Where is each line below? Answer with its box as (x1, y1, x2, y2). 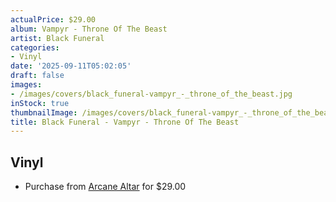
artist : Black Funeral (10, 33, 105, 43)
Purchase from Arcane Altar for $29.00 (24, 181, 187, 193)
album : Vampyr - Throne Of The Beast (10, 24, 168, 34)
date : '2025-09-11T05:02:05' (10, 61, 132, 71)
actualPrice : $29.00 (10, 14, 97, 25)
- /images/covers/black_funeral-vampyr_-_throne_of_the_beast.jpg (10, 89, 293, 99)
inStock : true (10, 98, 70, 108)
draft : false (10, 71, 65, 81)
